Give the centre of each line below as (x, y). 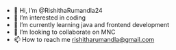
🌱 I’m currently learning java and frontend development (91, 25)
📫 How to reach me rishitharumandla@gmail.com (84, 40)
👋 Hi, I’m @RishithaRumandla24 (58, 10)
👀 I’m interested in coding (50, 18)
